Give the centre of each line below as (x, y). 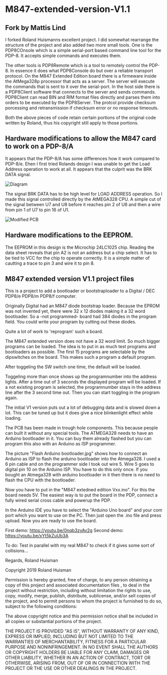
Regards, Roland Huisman (32, 560)
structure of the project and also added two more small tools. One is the (79, 45)
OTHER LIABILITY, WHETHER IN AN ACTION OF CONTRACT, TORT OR (78, 658)
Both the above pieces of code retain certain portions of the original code (81, 118)
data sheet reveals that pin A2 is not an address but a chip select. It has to (81, 252)
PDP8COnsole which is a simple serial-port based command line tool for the (83, 50)
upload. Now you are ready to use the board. (51, 521)
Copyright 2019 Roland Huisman (38, 570)
